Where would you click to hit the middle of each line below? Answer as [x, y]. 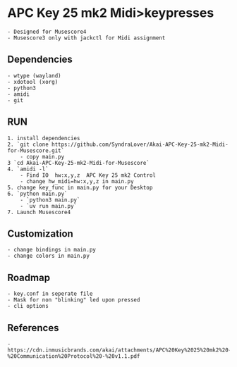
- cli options [28, 306]
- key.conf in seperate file [50, 294]
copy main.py [45, 156]
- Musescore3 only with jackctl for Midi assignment [86, 38]
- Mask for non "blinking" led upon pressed [74, 300]
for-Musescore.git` [36, 150]
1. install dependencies [44, 138]
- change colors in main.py [49, 256]
